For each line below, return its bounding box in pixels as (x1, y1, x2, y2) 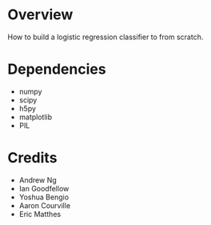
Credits (7, 149, 58, 167)
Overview (7, 6, 74, 24)
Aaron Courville (18, 200, 71, 210)
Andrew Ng (18, 175, 57, 185)
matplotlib (18, 112, 53, 122)
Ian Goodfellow (18, 183, 70, 193)
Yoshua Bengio (18, 192, 70, 202)
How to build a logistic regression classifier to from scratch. (7, 32, 204, 42)
